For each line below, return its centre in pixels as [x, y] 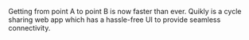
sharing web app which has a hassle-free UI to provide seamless [115, 20]
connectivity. [29, 28]
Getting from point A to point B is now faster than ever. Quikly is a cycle [125, 11]
